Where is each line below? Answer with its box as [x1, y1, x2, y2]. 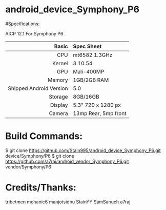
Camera [49, 109, 68, 117]
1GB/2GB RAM [73, 76, 109, 83]
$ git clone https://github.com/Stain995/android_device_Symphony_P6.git [5, 147, 161, 154]
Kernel [52, 60, 68, 67]
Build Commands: [5, 130, 83, 142]
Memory [48, 76, 68, 83]
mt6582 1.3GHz [73, 51, 113, 59]
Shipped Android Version [8, 85, 68, 92]
